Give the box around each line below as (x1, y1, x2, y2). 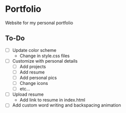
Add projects (19, 63, 46, 70)
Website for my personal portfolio (5, 20, 73, 26)
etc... (19, 86, 31, 92)
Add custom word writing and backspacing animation (12, 102, 121, 108)
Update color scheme (12, 47, 57, 53)
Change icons (19, 80, 48, 86)
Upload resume (12, 91, 44, 97)
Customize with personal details (12, 58, 78, 64)
